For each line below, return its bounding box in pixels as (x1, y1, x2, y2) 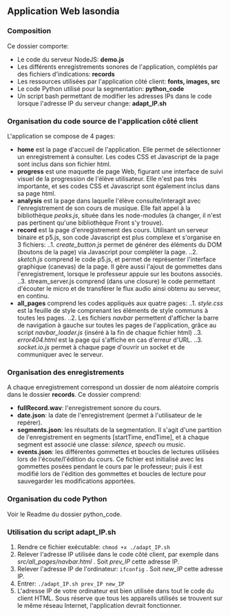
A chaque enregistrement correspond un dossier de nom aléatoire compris (7, 383, 219, 391)
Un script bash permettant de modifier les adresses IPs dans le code (17, 92, 212, 100)
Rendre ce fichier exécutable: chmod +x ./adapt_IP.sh (17, 542, 171, 551)
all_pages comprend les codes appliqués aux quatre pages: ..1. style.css (17, 299, 224, 307)
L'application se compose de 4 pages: (7, 132, 116, 140)
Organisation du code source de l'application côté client (7, 116, 198, 126)
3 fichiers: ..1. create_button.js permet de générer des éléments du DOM (17, 240, 222, 249)
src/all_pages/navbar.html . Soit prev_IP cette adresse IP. (17, 557, 180, 566)
